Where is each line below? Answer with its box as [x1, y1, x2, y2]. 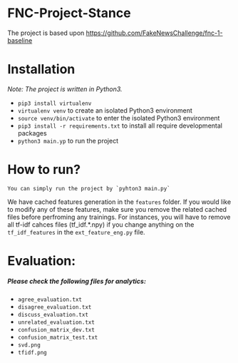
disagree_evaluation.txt [17, 303, 92, 311]
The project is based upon [7, 29, 85, 37]
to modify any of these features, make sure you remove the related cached [7, 205, 227, 213]
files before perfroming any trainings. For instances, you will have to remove [7, 213, 231, 221]
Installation [7, 61, 76, 78]
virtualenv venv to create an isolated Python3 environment [17, 106, 192, 115]
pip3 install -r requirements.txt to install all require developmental [17, 121, 223, 130]
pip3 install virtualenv [17, 100, 92, 107]
